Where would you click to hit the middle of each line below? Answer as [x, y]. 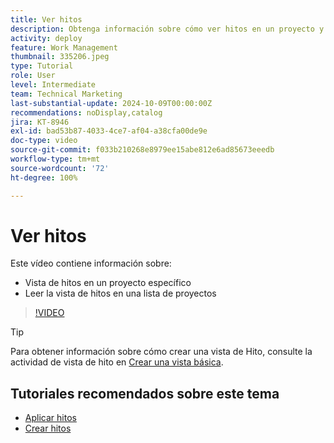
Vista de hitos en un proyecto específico [108, 283]
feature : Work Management [64, 47]
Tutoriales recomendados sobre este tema [145, 393]
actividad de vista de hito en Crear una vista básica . [117, 362]
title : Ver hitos [46, 19]
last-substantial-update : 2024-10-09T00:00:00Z [111, 103]
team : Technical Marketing [66, 94]
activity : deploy [46, 38]
